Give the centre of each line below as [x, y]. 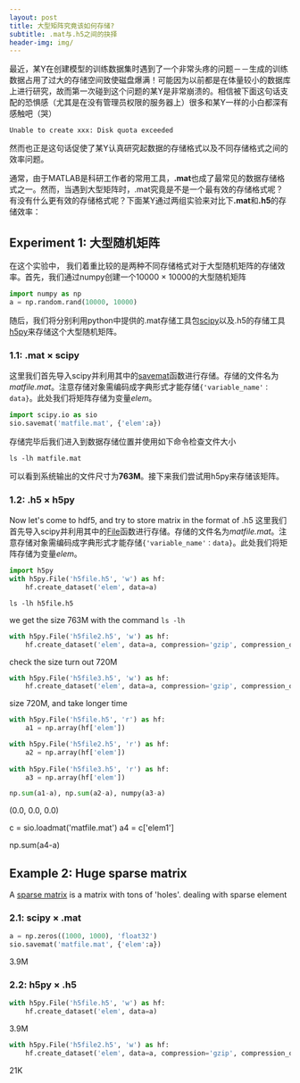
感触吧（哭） [33, 113]
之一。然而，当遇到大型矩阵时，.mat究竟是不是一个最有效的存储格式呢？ [150, 189]
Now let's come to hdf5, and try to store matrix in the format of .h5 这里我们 [148, 521]
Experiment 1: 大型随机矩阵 [85, 242]
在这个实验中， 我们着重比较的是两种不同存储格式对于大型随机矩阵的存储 [143, 266]
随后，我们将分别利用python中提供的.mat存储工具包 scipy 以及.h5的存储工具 [147, 320]
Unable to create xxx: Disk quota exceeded [92, 130]
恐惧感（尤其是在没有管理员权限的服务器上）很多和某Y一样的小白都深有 [156, 103]
